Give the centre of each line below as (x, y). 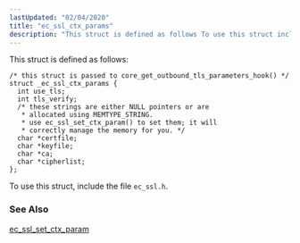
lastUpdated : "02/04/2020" (59, 17)
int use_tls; (42, 92)
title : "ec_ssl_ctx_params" (62, 26)
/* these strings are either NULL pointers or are (113, 107)
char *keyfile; (46, 147)
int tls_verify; (47, 99)
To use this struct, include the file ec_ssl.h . (89, 186)
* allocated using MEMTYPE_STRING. (87, 115)
